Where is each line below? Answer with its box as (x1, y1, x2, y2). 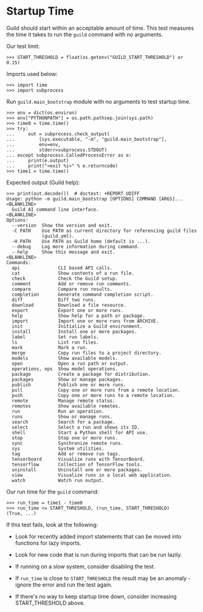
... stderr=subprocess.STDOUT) (6, 147, 108, 153)
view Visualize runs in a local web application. (12, 472, 173, 478)
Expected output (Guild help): (6, 178, 80, 186)
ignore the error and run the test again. (15, 581, 112, 588)
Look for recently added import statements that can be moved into (15, 532, 182, 540)
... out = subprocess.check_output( (6, 131, 111, 137)
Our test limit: (6, 42, 40, 50)
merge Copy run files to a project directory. (12, 350, 162, 356)
